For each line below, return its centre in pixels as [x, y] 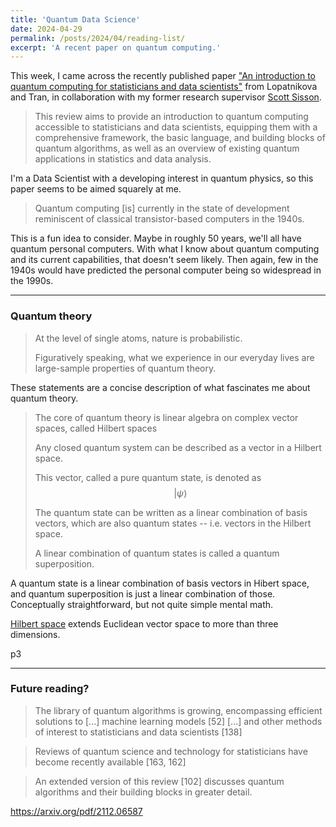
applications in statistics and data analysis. [123, 159]
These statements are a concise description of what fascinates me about [160, 387]
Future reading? [50, 689]
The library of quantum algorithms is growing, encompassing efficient [178, 710]
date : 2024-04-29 [46, 29]
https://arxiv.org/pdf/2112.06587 [76, 811]
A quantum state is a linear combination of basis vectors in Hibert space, [160, 583]
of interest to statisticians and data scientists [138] [138, 732]
